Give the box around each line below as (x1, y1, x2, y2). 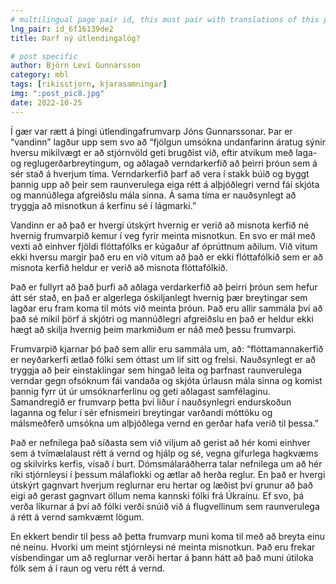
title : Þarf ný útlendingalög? (10, 33, 141, 43)
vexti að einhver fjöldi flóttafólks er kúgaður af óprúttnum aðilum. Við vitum (10, 240, 318, 252)
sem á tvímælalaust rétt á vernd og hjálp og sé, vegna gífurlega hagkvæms (10, 447, 319, 459)
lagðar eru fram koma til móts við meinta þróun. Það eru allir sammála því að (10, 302, 323, 314)
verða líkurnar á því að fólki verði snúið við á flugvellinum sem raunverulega (10, 500, 320, 512)
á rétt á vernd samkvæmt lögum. (10, 511, 145, 523)
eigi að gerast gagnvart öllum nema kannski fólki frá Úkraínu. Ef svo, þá (10, 489, 305, 501)
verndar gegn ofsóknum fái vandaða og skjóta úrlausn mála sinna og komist (10, 374, 323, 386)
